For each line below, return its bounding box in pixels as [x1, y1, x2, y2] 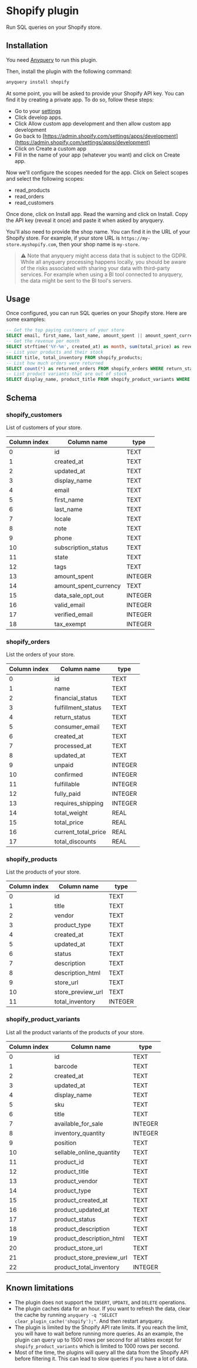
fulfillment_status [54, 703, 101, 712]
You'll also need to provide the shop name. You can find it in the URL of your [6, 228, 191, 235]
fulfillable [54, 780, 80, 788]
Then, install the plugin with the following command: [6, 68, 133, 75]
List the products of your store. [6, 868, 81, 875]
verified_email [54, 610, 93, 619]
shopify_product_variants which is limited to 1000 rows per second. [14, 1342, 180, 1349]
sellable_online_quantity [54, 1148, 120, 1156]
